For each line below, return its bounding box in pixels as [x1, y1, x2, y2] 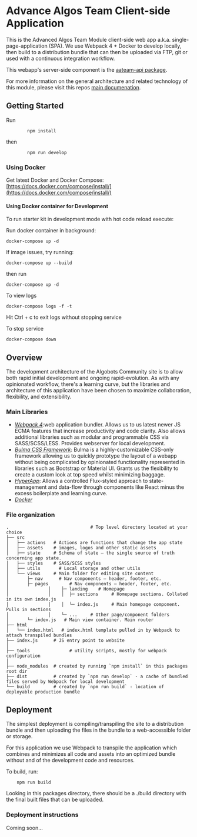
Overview [6, 352, 43, 362]
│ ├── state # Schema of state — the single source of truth [6, 550, 175, 556]
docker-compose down [6, 336, 57, 342]
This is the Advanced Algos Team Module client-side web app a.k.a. [6, 36, 171, 43]
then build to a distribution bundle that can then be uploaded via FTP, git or [6, 48, 188, 55]
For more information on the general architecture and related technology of [6, 78, 188, 85]
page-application [6, 42, 48, 49]
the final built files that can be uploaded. [6, 796, 104, 803]
